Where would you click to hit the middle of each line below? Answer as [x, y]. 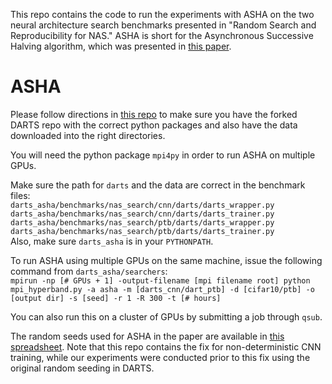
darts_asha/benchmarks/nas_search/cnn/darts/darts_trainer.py [142, 214]
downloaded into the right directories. [88, 135]
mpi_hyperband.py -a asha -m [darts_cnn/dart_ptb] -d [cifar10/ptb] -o [162, 289]
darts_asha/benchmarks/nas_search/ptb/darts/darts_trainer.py [142, 231]
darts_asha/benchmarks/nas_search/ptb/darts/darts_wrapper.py [142, 222]
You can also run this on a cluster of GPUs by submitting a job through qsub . [166, 316]
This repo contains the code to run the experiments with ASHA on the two [162, 14]
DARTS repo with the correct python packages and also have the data [154, 125]
